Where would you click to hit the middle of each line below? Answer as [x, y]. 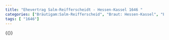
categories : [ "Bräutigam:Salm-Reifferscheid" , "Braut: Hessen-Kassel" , [82, 14]
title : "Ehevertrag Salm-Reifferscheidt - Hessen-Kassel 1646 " [74, 10]
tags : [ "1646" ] [22, 19]
